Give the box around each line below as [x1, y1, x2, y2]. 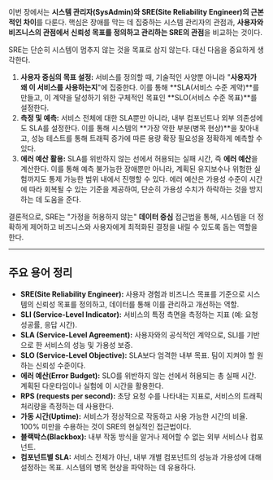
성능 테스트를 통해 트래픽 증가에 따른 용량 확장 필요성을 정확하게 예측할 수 [31, 134, 263, 143]
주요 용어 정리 [8, 266, 73, 280]
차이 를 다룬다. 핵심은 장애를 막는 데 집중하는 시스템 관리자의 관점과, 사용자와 [23, 17, 264, 27]
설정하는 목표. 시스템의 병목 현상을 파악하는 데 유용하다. [19, 462, 197, 472]
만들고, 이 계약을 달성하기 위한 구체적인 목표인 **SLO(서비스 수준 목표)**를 [19, 93, 258, 102]
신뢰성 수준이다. [35, 360, 86, 370]
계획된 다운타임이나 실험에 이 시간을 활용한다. [19, 381, 164, 390]
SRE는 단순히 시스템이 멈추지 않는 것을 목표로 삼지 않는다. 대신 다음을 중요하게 [8, 45, 256, 55]
